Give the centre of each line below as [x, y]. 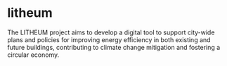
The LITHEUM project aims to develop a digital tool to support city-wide [111, 32]
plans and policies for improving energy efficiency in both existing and [109, 39]
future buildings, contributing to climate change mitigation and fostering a [114, 47]
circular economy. [33, 55]
